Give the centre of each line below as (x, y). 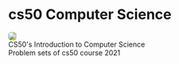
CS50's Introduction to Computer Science (77, 44)
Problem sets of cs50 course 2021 (64, 52)
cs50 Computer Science (90, 15)
